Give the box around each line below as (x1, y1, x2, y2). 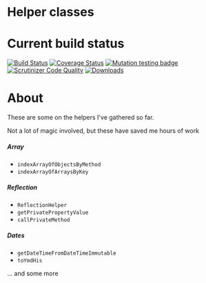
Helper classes (7, 4, 94, 20)
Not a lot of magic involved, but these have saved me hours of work (7, 127, 200, 135)
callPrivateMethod (17, 217, 70, 223)
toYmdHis (17, 257, 43, 264)
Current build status (7, 36, 125, 52)
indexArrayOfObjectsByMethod (17, 161, 101, 168)
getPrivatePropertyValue (17, 209, 89, 216)
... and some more (7, 269, 59, 277)
